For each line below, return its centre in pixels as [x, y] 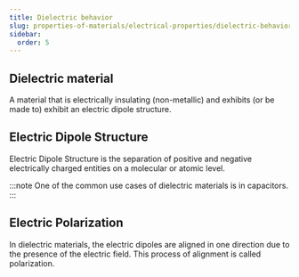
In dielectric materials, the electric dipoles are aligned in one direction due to [149, 244]
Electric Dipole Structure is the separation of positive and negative [131, 159]
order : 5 [33, 42]
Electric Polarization [66, 223]
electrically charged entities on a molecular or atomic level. [117, 168]
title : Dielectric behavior [61, 17]
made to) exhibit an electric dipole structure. [90, 110]
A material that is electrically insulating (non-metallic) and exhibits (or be [142, 100]
